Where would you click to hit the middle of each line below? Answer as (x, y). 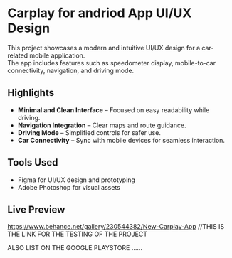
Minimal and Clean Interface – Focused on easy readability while (114, 110)
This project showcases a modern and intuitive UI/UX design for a (104, 48)
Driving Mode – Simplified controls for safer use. (89, 132)
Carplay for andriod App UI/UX (100, 13)
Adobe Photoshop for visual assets (69, 187)
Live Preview (36, 209)
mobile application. (57, 55)
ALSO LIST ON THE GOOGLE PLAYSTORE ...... (75, 248)
